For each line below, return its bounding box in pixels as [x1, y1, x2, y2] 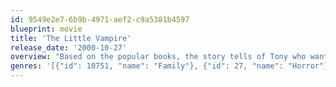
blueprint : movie [10, 24, 83, 34]
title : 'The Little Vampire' [10, 33, 132, 43]
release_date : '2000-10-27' [10, 42, 128, 53]
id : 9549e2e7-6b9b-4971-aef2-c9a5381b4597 [10, 14, 190, 25]
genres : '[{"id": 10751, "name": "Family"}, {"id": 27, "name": [10, 61, 284, 71]
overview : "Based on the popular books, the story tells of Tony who [10, 52, 307, 62]
